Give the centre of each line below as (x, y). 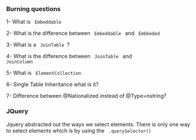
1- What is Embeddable (34, 22)
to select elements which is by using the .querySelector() (79, 131)
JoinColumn (20, 62)
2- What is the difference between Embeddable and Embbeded (83, 33)
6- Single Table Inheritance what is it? (52, 84)
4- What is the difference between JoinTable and (69, 56)
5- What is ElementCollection (44, 73)
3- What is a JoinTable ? (38, 45)
